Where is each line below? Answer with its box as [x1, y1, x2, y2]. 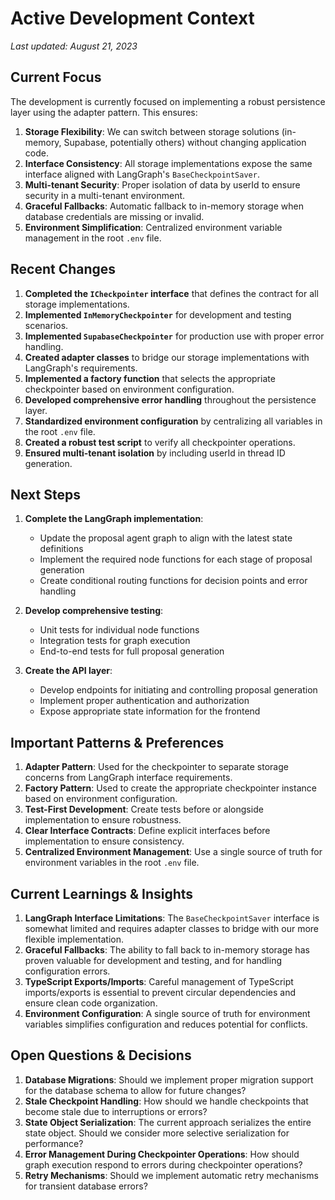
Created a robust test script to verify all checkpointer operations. [24, 436, 296, 448]
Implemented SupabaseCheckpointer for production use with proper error [24, 330, 325, 342]
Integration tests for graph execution [39, 635, 191, 647]
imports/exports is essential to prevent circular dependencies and [24, 987, 297, 998]
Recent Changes [10, 261, 117, 278]
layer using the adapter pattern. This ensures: [10, 106, 198, 118]
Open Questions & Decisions [10, 1047, 192, 1064]
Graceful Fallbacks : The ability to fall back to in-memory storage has [24, 944, 310, 956]
